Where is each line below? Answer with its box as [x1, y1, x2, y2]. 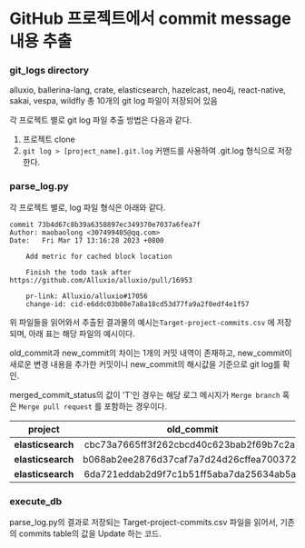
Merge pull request [18, 402, 93, 412]
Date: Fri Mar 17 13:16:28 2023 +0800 [9, 235, 165, 245]
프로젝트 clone [22, 134, 75, 145]
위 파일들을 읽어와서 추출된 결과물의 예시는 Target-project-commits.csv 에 [9, 316, 275, 327]
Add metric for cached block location [25, 252, 172, 261]
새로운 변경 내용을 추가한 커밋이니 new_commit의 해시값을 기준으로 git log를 [9, 358, 281, 369]
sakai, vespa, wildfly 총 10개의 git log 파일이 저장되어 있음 [9, 95, 218, 106]
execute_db [9, 494, 63, 507]
